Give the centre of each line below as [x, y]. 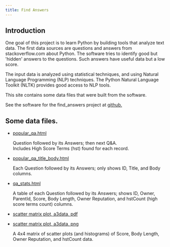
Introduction [25, 31]
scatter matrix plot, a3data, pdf [45, 214]
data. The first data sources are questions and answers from [69, 48]
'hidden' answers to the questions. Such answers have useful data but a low [85, 59]
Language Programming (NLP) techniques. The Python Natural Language [82, 80]
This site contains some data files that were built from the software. [76, 95]
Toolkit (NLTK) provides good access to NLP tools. [58, 85]
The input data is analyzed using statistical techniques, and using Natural [82, 74]
